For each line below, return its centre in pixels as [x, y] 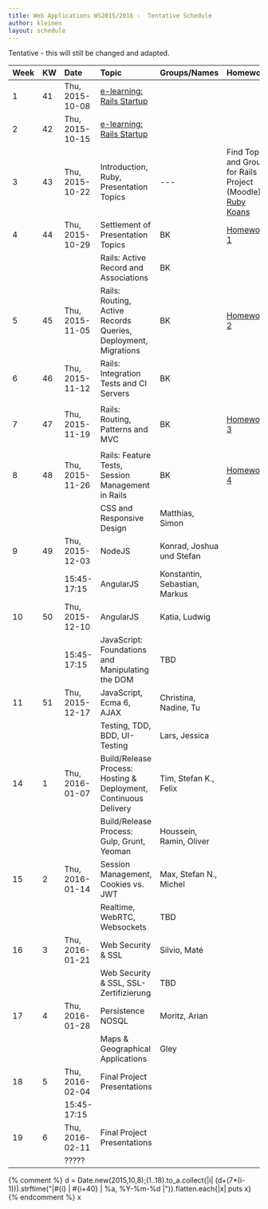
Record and [122, 268]
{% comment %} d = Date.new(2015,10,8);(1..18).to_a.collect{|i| [111, 1180]
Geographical [126, 1049]
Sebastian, [179, 584]
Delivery [116, 808]
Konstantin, [181, 574]
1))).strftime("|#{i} [37, 1189]
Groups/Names [189, 73]
